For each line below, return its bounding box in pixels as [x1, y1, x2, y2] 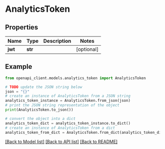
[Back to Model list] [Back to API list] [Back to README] [5, 139, 118, 145]
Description [43, 38, 71, 44]
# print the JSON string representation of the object [5, 103, 120, 108]
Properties [5, 23, 38, 31]
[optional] [76, 46, 99, 53]
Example [5, 62, 32, 71]
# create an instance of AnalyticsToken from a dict [5, 125, 115, 130]
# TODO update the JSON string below [5, 85, 82, 89]
